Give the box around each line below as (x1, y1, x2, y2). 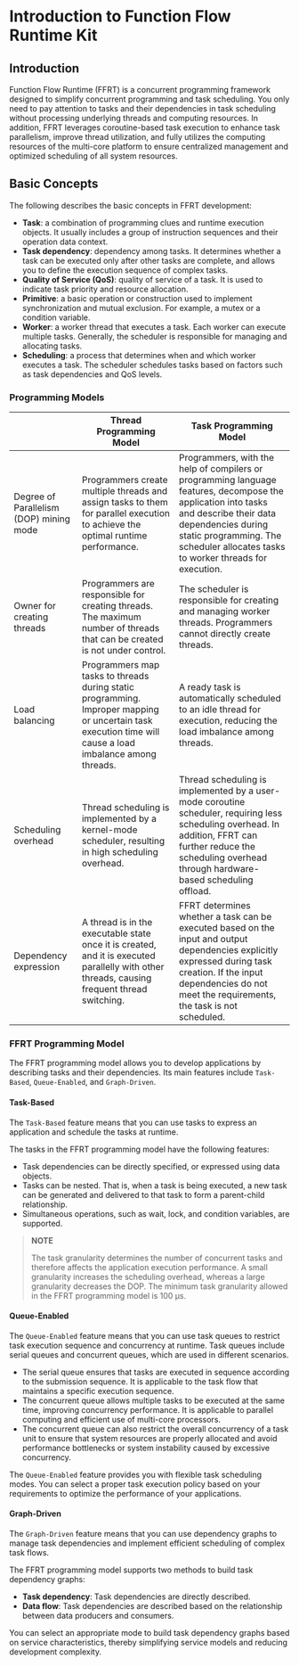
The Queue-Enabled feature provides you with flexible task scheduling (9, 1469, 263, 1480)
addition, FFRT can (178, 829, 258, 841)
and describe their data (178, 507, 276, 520)
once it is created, (81, 939, 158, 951)
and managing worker (178, 605, 271, 618)
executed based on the (178, 922, 275, 934)
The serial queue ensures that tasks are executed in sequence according (21, 1366, 290, 1377)
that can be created (81, 633, 164, 645)
